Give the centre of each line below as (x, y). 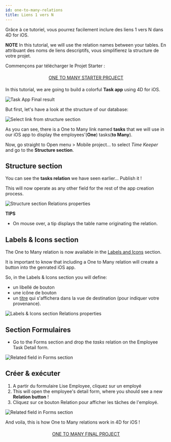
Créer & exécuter (33, 374)
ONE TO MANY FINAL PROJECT (86, 434)
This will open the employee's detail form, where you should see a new (88, 391)
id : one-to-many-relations (34, 10)
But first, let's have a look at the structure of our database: (67, 109)
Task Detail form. (31, 347)
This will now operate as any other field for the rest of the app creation (80, 188)
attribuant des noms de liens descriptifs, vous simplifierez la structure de (82, 50)
